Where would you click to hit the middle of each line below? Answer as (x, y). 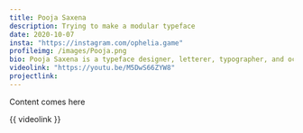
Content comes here (47, 102)
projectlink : (34, 76)
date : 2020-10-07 (42, 34)
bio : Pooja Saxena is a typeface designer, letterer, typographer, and (147, 59)
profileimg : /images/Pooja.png (68, 51)
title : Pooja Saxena (48, 18)
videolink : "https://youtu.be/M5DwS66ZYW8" (92, 68)
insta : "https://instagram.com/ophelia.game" (96, 43)
